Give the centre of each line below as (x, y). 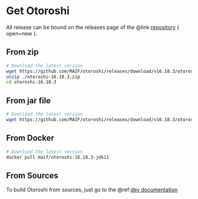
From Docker (30, 138)
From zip (22, 52)
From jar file (29, 101)
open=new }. (22, 33)
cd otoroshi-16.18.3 (32, 82)
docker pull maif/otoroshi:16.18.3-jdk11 (58, 157)
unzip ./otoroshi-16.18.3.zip (43, 77)
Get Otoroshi (38, 11)
